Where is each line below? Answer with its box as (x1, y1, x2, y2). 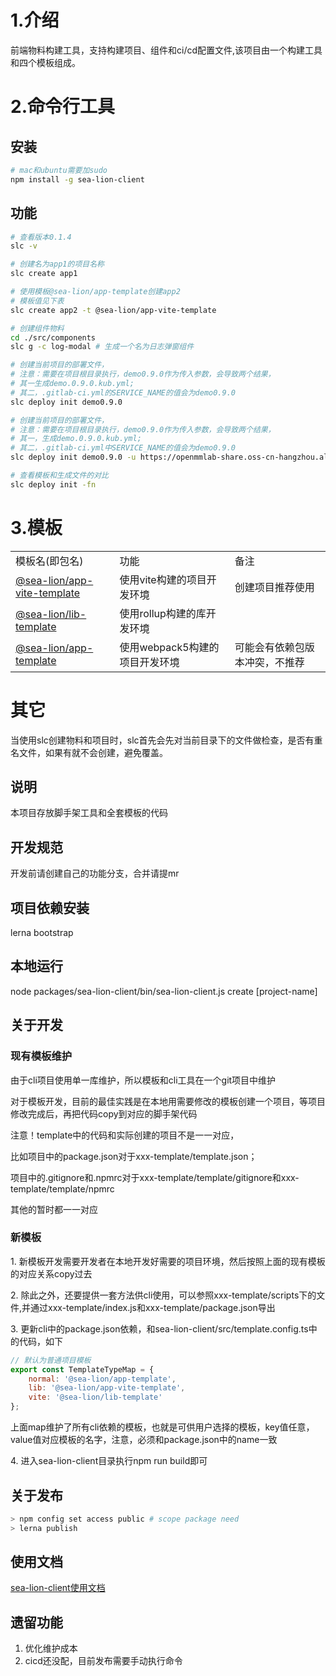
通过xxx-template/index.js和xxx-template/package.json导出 (30, 1301, 276, 1313)
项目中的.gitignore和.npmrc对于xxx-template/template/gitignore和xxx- (10, 1171, 300, 1183)
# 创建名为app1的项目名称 (10, 259, 105, 270)
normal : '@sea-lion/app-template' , (28, 1374, 177, 1384)
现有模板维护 (10, 1049, 73, 1063)
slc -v (10, 241, 38, 251)
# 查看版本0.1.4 (10, 232, 72, 242)
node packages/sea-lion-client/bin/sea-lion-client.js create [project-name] (10, 985, 318, 997)
